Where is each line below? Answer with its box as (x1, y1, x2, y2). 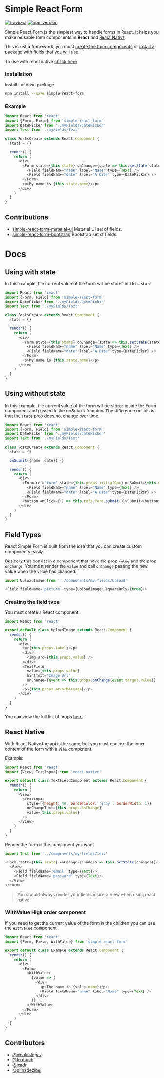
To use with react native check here (5, 58, 77, 64)
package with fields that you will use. (5, 49, 80, 55)
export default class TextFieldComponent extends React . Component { (5, 778, 147, 783)
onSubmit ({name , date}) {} (9, 458, 64, 463)
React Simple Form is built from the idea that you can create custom (5, 543, 142, 549)
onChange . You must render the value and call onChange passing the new (5, 563, 148, 569)
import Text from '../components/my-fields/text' (5, 851, 108, 856)
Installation (5, 70, 33, 77)
